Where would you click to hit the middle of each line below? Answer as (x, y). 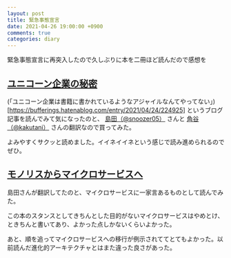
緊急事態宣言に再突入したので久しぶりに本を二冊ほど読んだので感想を (107, 60)
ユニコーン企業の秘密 (52, 83)
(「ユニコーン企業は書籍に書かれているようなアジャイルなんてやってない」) (111, 101)
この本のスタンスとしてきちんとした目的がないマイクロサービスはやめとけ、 (115, 215)
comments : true (29, 33)
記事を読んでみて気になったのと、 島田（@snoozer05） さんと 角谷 (103, 119)
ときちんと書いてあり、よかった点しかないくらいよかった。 (91, 224)
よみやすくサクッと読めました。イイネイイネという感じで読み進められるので (116, 141)
